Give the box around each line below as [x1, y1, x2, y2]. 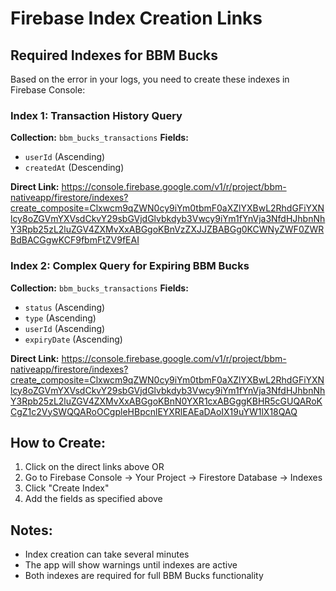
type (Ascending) [24, 312, 97, 324]
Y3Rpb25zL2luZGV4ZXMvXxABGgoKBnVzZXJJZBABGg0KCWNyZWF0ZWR [10, 223, 325, 236]
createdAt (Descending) [24, 162, 125, 174]
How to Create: [10, 434, 106, 451]
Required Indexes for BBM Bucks [10, 47, 219, 64]
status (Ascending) [24, 301, 106, 313]
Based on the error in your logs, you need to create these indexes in [10, 73, 290, 85]
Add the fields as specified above [24, 493, 163, 505]
